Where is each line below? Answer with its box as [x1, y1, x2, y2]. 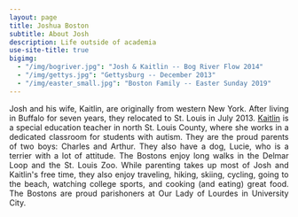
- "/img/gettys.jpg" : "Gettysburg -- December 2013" [17, 71, 216, 80]
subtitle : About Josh [9, 29, 90, 38]
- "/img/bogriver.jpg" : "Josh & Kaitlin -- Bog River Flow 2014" [17, 63, 264, 72]
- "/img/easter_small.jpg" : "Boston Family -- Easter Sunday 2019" [17, 79, 272, 88]
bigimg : [9, 54, 38, 63]
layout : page [9, 12, 58, 22]
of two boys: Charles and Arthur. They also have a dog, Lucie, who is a [9, 141, 289, 151]
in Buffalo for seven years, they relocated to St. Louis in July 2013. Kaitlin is [9, 112, 289, 123]
